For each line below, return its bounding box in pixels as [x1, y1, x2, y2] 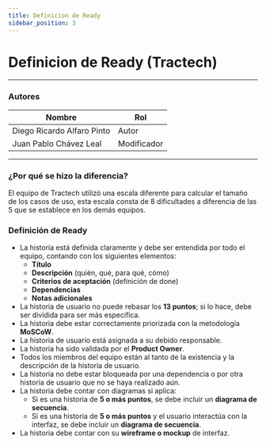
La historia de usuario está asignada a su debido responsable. [19, 336, 222, 345]
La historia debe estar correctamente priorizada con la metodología [19, 319, 240, 328]
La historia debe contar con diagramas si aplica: [19, 386, 177, 396]
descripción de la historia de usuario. [19, 361, 141, 370]
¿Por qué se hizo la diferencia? [8, 170, 129, 181]
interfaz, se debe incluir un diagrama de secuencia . [31, 420, 202, 429]
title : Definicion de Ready [8, 11, 101, 20]
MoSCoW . [19, 327, 54, 337]
